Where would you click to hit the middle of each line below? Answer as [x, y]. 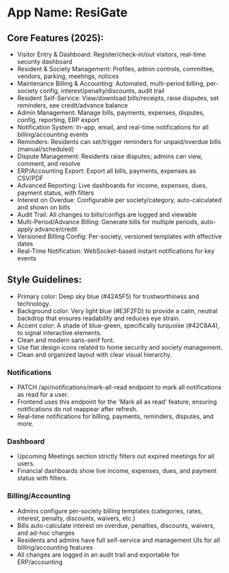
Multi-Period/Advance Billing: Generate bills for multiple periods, [108, 222]
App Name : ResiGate [68, 13]
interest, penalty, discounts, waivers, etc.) [76, 518]
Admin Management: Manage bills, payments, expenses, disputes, [111, 112]
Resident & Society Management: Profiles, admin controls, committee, [116, 69]
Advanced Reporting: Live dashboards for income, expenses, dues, [112, 185]
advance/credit [56, 229]
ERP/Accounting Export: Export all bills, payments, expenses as [107, 171]
